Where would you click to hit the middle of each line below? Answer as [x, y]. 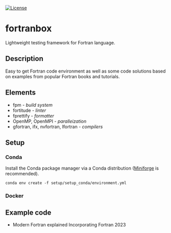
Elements [21, 93]
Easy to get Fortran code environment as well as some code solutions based [86, 71]
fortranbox [29, 29]
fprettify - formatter [33, 115]
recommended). [22, 174]
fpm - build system [32, 105]
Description [24, 59]
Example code [28, 212]
